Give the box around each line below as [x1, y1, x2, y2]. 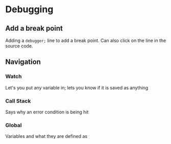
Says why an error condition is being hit [5, 109, 89, 115]
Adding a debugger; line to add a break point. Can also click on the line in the [5, 37, 166, 43]
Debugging [5, 4, 54, 15]
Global [5, 122, 22, 129]
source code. [5, 43, 33, 49]
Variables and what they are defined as [5, 133, 88, 139]
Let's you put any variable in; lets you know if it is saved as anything [5, 84, 149, 90]
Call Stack [5, 97, 31, 104]
